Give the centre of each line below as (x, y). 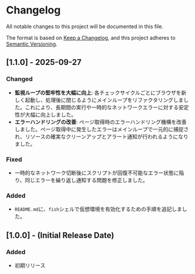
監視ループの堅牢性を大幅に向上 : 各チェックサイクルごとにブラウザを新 (100, 93)
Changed (20, 79)
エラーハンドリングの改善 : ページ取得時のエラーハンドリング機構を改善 (100, 122)
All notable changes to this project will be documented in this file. (85, 26)
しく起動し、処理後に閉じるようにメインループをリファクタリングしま (99, 100)
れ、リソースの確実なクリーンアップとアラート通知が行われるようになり (101, 136)
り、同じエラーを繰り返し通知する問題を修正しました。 (81, 180)
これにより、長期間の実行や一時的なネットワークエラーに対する (102, 107)
